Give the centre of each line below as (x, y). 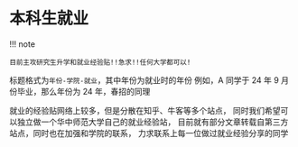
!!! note (23, 44)
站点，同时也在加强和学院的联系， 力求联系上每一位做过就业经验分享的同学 (149, 133)
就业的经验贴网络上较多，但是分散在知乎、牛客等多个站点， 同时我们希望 (145, 110)
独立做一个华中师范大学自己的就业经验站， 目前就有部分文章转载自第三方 (153, 122)
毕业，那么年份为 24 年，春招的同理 (84, 91)
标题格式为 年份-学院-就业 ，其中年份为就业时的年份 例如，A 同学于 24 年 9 (144, 80)
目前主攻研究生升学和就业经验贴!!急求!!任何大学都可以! (100, 62)
